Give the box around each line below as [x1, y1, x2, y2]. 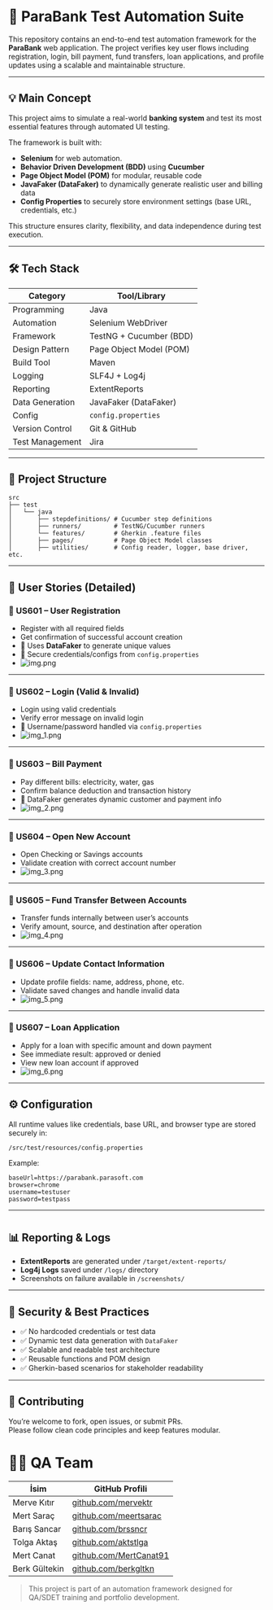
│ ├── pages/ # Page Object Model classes [8, 536, 213, 545]
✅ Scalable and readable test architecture [19, 1345, 160, 1354]
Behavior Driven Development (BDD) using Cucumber [19, 162, 205, 172]
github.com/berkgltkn [71, 1563, 154, 1574]
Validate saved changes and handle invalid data [19, 985, 180, 995]
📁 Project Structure [8, 472, 107, 486]
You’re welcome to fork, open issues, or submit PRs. [8, 1416, 184, 1426]
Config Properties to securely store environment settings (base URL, [19, 196, 252, 206]
